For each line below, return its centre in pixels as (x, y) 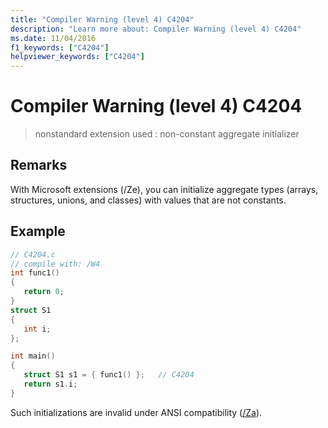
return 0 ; (44, 292)
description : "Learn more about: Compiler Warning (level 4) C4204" (156, 29)
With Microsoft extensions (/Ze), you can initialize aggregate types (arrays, (164, 189)
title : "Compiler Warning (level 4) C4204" (102, 19)
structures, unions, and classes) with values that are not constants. (148, 200)
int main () (33, 356)
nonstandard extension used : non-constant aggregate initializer (167, 134)
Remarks (39, 165)
